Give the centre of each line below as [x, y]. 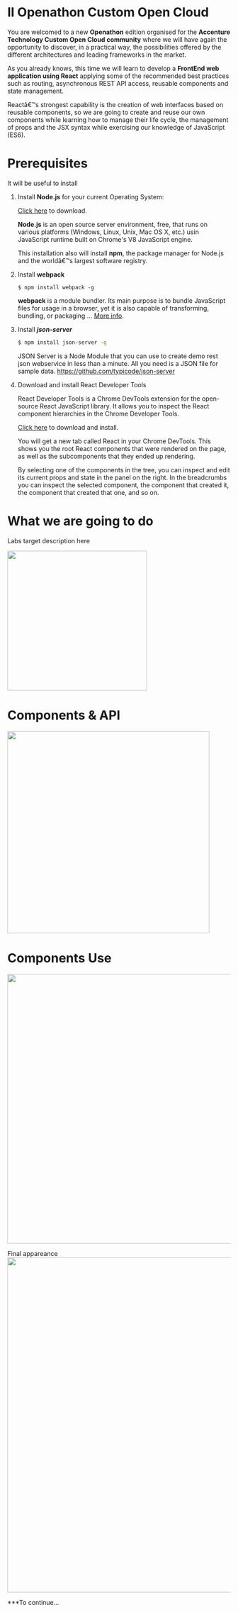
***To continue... [33, 1602]
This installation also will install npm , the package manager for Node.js [121, 253]
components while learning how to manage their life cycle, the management [118, 119]
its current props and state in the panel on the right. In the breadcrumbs [122, 477]
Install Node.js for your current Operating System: [91, 196]
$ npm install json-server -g [62, 342]
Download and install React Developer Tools [82, 384]
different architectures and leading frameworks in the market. [97, 55]
